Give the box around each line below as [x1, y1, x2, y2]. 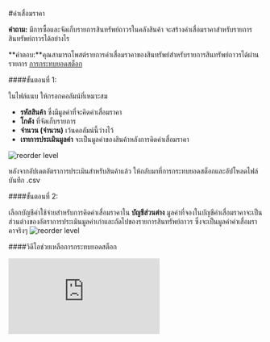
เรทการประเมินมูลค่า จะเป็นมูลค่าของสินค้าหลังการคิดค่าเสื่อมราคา [19, 135, 189, 144]
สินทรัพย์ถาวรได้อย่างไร [8, 34, 70, 43]
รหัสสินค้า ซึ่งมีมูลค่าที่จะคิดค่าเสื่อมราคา [19, 107, 123, 117]
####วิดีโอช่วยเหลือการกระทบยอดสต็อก [8, 242, 117, 251]
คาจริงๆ [8, 226, 28, 235]
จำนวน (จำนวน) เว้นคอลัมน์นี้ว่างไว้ [19, 126, 114, 135]
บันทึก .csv [8, 175, 40, 185]
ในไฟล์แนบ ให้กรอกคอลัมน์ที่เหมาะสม [8, 91, 108, 101]
